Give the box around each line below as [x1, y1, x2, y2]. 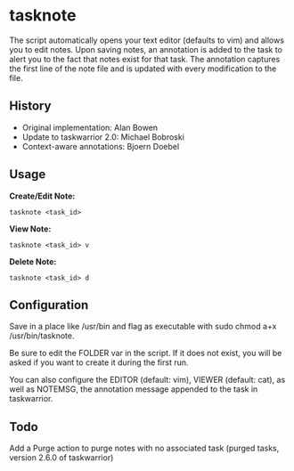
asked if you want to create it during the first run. [9, 357, 189, 368]
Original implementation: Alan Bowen [21, 122, 159, 133]
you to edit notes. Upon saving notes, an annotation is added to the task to [9, 44, 283, 54]
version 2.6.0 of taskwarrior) [9, 452, 114, 463]
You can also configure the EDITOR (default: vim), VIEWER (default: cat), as [9, 375, 286, 386]
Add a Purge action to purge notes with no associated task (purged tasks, [9, 443, 280, 454]
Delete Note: [9, 256, 57, 267]
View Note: [9, 223, 52, 234]
